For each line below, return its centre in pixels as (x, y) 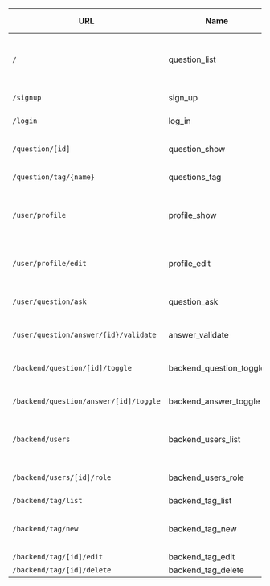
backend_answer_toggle (214, 401)
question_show (197, 149)
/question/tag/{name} (53, 177)
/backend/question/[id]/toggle (72, 368)
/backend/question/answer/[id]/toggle (86, 401)
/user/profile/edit (49, 263)
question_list (192, 59)
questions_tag (195, 177)
